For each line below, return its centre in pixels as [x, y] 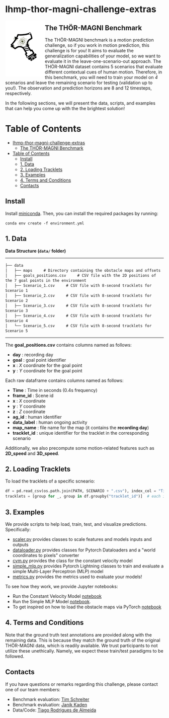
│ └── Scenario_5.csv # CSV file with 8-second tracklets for [78, 326]
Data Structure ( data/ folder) [36, 251]
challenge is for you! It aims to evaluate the [90, 51]
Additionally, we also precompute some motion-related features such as [80, 448]
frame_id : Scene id [33, 395]
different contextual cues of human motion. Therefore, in [104, 72]
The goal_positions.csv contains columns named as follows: [68, 345]
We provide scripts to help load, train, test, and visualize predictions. [76, 524]
